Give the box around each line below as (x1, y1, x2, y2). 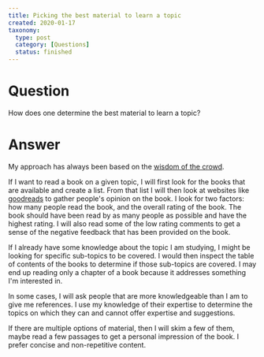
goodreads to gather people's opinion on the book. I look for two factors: (8, 194, 244, 203)
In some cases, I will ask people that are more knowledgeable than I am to (8, 291, 248, 300)
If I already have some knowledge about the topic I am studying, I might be (8, 242, 251, 252)
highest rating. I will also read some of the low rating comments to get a (8, 218, 240, 229)
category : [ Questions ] (15, 41, 90, 49)
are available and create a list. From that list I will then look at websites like (8, 185, 250, 195)
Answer (8, 136, 61, 154)
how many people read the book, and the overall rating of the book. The (8, 202, 242, 211)
